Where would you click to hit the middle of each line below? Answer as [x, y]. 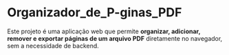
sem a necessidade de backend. [53, 45]
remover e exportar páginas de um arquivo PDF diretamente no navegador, [115, 38]
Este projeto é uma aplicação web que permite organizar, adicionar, [104, 31]
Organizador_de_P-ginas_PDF [95, 13]
